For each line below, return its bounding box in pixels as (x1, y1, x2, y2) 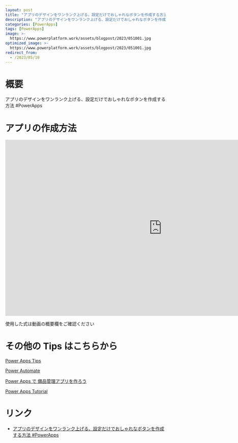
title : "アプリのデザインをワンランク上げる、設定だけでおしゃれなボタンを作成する (5, 12, 160, 17)
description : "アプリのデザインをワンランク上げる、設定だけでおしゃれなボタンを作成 (5, 17, 166, 22)
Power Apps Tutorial (5, 388, 48, 395)
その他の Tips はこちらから (5, 341, 118, 352)
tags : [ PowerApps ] (5, 27, 44, 32)
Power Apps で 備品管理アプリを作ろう (5, 378, 87, 384)
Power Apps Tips (5, 358, 42, 364)
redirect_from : (5, 50, 38, 55)
